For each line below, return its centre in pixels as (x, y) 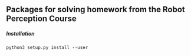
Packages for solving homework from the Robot (95, 10)
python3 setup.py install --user (47, 48)
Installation (20, 33)
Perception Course (41, 19)
